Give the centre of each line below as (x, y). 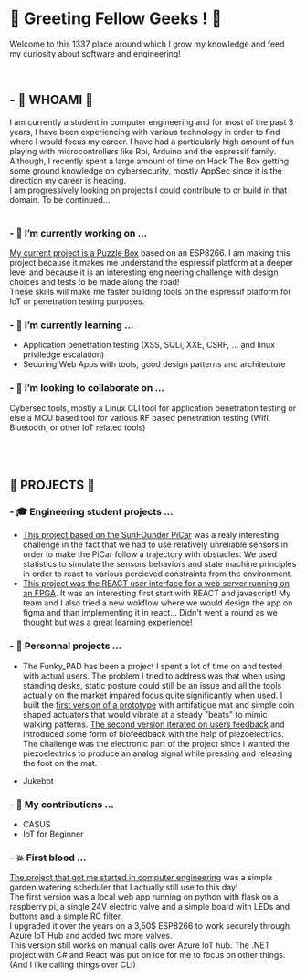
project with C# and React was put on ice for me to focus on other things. (148, 955)
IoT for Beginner (53, 834)
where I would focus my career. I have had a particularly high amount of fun (152, 142)
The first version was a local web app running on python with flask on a (144, 897)
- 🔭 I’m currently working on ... (79, 233)
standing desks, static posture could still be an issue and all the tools (152, 685)
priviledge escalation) (63, 354)
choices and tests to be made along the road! (95, 282)
